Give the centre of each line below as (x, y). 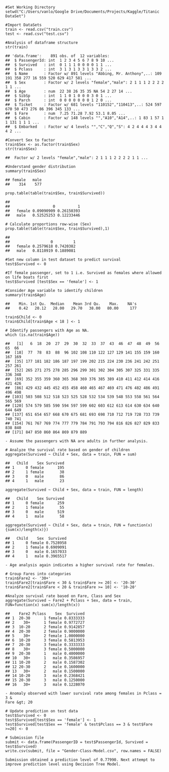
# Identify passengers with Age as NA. (47, 330)
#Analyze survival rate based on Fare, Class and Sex (63, 596)
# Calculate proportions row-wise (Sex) (49, 224)
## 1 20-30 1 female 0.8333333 (45, 618)
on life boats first (27, 277)
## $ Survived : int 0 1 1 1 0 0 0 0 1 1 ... (59, 65)
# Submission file (25, 738)
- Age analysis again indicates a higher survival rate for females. (80, 565)
